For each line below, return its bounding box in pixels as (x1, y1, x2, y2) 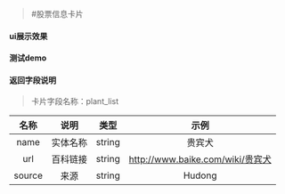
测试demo (9, 53, 47, 63)
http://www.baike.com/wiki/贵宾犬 (128, 153, 272, 166)
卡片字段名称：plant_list (30, 96, 119, 107)
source (13, 169, 43, 182)
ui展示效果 (9, 30, 48, 41)
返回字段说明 (9, 75, 56, 85)
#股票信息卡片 (30, 9, 84, 19)
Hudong (183, 169, 217, 182)
